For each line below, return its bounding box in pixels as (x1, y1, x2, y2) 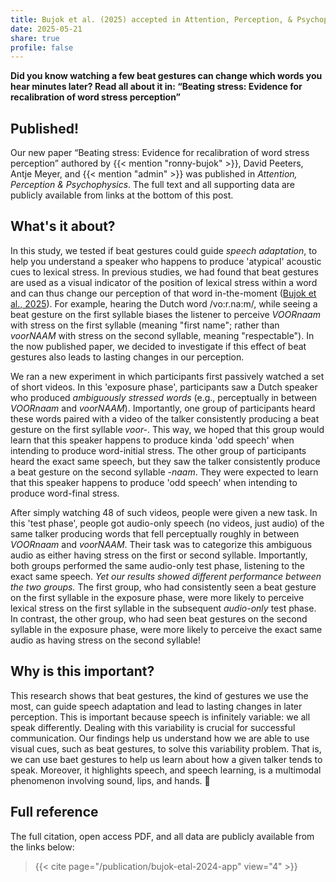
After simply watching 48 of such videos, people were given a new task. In (10, 506, 318, 518)
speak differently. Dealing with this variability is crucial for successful (10, 721, 296, 733)
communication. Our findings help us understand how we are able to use (10, 732, 310, 744)
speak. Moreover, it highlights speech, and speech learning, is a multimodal (10, 764, 322, 776)
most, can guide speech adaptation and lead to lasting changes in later (10, 700, 303, 712)
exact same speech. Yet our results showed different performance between (10, 570, 322, 582)
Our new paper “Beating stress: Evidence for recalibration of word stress (10, 147, 310, 159)
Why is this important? (10, 663, 155, 680)
